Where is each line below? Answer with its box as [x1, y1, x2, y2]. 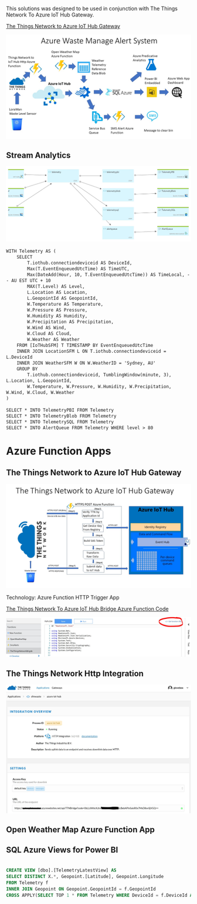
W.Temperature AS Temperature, [27, 301, 104, 307]
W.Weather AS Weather [27, 336, 80, 342]
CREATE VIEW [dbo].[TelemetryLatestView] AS [6, 867, 117, 873]
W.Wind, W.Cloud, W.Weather [6, 389, 75, 395]
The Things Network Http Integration [6, 668, 144, 678]
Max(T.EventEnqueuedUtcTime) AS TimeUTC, [27, 266, 130, 271]
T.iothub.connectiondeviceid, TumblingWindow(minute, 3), [27, 372, 172, 378]
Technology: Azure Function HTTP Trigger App [6, 594, 120, 601]
